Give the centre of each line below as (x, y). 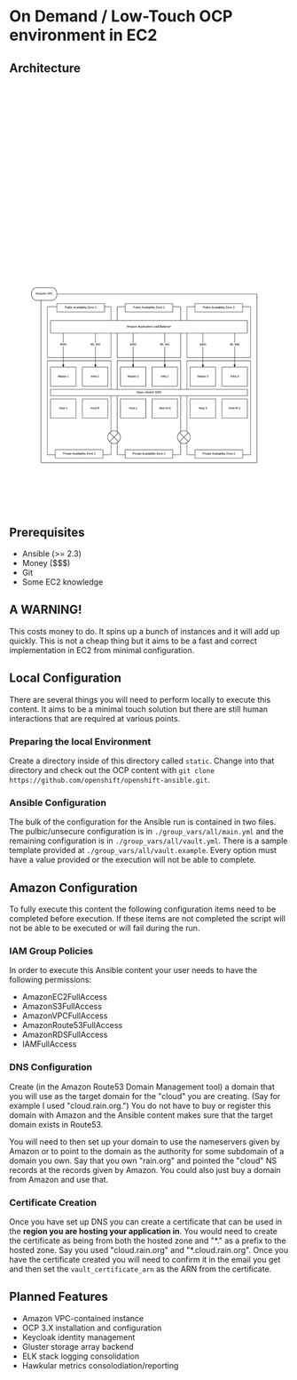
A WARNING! (46, 610)
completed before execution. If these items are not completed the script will (148, 919)
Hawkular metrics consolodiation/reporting (100, 1365)
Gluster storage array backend (78, 1346)
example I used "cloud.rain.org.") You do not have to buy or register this (140, 1105)
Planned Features (59, 1297)
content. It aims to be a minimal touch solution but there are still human (139, 709)
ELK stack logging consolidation (81, 1356)
